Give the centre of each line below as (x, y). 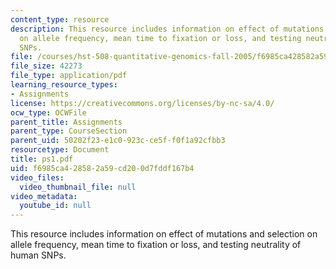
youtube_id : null (55, 206)
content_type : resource (60, 19)
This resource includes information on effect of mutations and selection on (164, 234)
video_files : (37, 177)
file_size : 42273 (46, 66)
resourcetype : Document (60, 150)
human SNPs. (38, 255)
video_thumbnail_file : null (78, 187)
